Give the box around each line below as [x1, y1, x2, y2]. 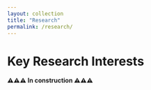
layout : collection [7, 10, 64, 17]
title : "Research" [7, 17, 61, 24]
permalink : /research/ [7, 23, 73, 30]
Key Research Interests [7, 53, 145, 69]
